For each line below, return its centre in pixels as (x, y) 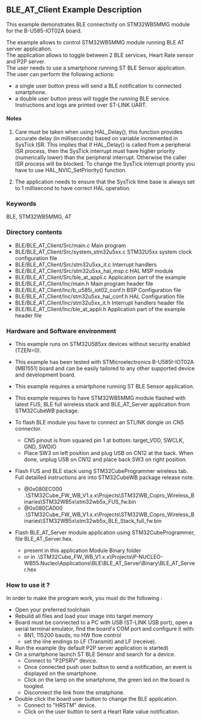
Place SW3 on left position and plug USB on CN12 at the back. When (109, 453)
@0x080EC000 (43, 489)
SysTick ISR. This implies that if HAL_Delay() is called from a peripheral (103, 145)
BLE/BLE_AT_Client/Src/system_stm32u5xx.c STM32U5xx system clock (103, 252)
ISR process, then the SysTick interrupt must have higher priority (95, 151)
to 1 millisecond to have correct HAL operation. (73, 188)
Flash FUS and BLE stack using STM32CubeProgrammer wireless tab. (101, 471)
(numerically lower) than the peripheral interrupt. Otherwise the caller (101, 158)
